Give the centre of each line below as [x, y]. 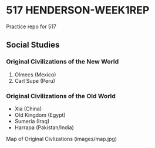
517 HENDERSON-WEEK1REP [78, 10]
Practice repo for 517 [31, 26]
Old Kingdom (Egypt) [40, 115]
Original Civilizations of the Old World [61, 96]
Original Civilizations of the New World [63, 62]
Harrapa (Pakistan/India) [44, 127]
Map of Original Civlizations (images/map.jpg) [62, 139]
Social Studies [33, 45]
